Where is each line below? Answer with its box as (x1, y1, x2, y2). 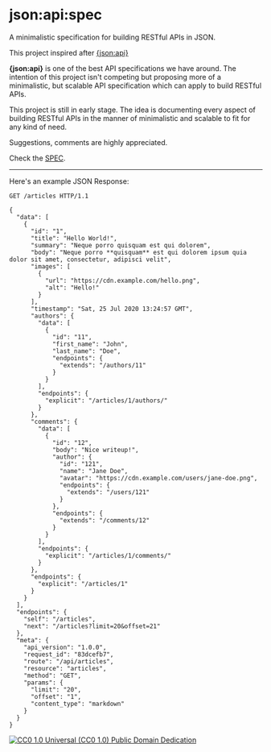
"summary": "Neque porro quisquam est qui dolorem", (30, 241, 211, 249)
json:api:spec (9, 6, 103, 24)
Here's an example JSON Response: (9, 176, 129, 186)
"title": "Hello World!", (30, 234, 117, 243)
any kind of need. (9, 122, 68, 131)
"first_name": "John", (51, 340, 129, 348)
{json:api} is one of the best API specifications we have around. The (9, 63, 236, 73)
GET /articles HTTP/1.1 (9, 192, 89, 200)
